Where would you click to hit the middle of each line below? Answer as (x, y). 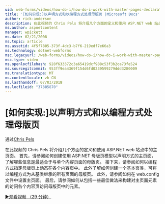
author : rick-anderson (28, 19)
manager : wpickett (24, 32)
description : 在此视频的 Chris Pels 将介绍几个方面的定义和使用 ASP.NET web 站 (82, 23)
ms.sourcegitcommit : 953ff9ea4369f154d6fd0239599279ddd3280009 (71, 69)
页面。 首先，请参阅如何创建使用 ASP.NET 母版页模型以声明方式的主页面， (81, 156)
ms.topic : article (24, 42)
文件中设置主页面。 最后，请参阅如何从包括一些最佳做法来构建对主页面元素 (81, 180)
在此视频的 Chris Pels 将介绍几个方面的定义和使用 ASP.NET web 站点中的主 (81, 150)
